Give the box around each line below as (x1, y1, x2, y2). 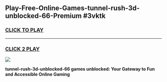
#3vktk (83, 12, 106, 20)
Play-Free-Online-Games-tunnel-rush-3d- (5, 4, 140, 12)
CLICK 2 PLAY (5, 45, 40, 52)
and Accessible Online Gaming (5, 71, 70, 77)
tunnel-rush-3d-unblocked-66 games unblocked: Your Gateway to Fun (5, 66, 155, 72)
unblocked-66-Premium (5, 12, 82, 20)
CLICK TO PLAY (5, 27, 44, 34)
